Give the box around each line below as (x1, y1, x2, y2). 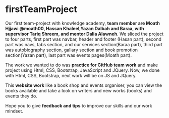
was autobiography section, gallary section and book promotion (5, 47, 138, 53)
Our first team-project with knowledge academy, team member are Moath (5, 20, 160, 26)
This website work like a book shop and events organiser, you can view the (5, 82, 162, 88)
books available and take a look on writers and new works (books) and (5, 87, 152, 93)
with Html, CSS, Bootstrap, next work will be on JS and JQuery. (5, 72, 137, 78)
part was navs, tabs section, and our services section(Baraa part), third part (5, 41, 163, 47)
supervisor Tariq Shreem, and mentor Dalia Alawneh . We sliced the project (5, 31, 164, 37)
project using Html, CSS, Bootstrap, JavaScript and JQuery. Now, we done (5, 67, 160, 73)
